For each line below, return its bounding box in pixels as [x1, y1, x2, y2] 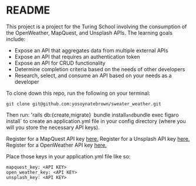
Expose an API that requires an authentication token [14, 53, 140, 60]
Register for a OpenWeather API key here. [6, 141, 107, 148]
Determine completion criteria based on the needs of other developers [14, 65, 185, 72]
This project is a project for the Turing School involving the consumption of [6, 23, 187, 30]
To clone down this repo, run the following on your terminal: [6, 89, 151, 97]
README [6, 4, 50, 17]
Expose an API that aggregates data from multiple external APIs [14, 46, 168, 54]
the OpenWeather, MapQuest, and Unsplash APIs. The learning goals [6, 29, 173, 36]
